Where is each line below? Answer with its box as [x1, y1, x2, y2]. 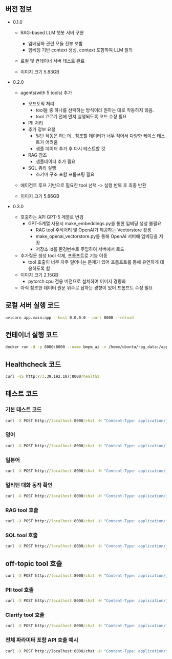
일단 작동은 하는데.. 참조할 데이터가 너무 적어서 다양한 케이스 [35, 133, 156, 139]
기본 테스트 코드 [5, 406, 42, 413]
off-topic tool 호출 [5, 559, 62, 568]
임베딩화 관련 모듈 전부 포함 [28, 40, 83, 46]
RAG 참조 [28, 152, 47, 158]
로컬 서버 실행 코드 [5, 301, 60, 310]
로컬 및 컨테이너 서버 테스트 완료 [20, 58, 85, 64]
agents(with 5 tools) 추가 [20, 89, 73, 96]
